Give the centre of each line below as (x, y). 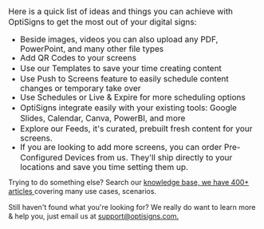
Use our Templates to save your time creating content (120, 68)
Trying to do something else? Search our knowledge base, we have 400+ (129, 182)
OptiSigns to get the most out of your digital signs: (102, 22)
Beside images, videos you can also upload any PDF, (119, 39)
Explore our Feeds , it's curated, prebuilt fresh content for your (136, 128)
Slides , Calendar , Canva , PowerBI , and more (102, 118)
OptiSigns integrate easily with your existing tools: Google (128, 108)
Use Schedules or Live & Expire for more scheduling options (132, 97)
